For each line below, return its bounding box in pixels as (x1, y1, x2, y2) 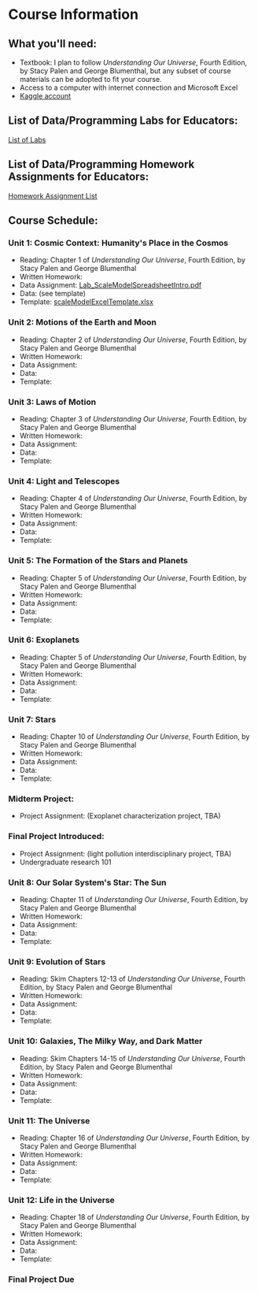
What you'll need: (8, 37, 97, 50)
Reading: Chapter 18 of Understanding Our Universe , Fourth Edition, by (19, 1212, 250, 1222)
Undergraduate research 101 (19, 857, 112, 867)
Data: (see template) (19, 289, 87, 299)
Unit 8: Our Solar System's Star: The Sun (8, 877, 167, 888)
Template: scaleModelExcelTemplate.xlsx (19, 297, 153, 306)
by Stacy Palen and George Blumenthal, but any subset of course (19, 66, 231, 76)
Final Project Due (8, 1274, 75, 1285)
